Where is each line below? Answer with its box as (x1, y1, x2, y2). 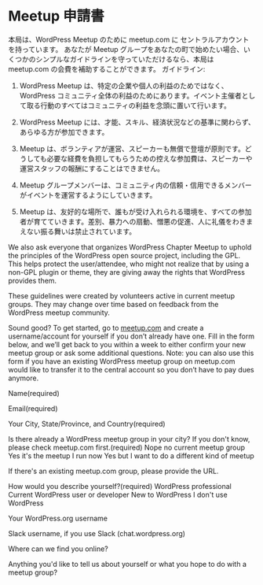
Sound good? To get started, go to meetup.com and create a (8, 323, 204, 332)
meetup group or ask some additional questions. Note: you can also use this (8, 348, 254, 357)
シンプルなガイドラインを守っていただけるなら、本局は (35, 54, 214, 64)
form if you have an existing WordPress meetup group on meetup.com (8, 356, 236, 366)
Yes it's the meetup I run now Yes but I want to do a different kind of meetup (8, 450, 255, 461)
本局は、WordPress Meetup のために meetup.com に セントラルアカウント (8, 35, 250, 44)
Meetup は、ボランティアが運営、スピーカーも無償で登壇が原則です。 (19, 143, 245, 154)
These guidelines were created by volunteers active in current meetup (8, 291, 236, 300)
